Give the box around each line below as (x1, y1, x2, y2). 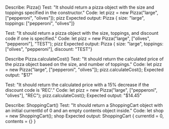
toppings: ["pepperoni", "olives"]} (5, 20, 75, 26)
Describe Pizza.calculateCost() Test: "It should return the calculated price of (5, 56, 164, 62)
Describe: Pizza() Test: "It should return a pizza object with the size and (5, 5, 154, 10)
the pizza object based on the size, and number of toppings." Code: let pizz (5, 61, 162, 67)
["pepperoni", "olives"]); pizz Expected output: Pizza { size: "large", (5, 15, 145, 21)
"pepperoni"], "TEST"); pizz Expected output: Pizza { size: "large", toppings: (5, 41, 164, 47)
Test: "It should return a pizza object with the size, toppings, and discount (5, 30, 159, 36)
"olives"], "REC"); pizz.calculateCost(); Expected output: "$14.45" (5, 93, 142, 98)
